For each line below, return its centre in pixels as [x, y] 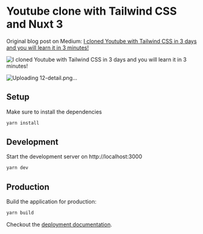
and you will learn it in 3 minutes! [48, 48]
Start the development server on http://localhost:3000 [74, 156]
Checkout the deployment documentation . [59, 225]
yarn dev [17, 168]
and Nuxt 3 [35, 24]
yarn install [23, 123]
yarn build [20, 213]
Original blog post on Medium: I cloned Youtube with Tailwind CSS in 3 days [101, 41]
